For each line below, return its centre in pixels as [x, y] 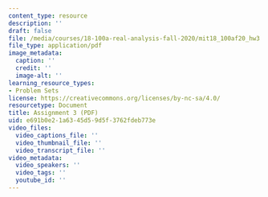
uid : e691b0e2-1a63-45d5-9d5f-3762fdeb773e [82, 121]
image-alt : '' [39, 76]
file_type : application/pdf [55, 46]
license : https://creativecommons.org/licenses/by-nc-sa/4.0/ [114, 98]
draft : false [30, 31]
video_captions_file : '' [57, 135]
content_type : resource [48, 16]
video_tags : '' [41, 173]
